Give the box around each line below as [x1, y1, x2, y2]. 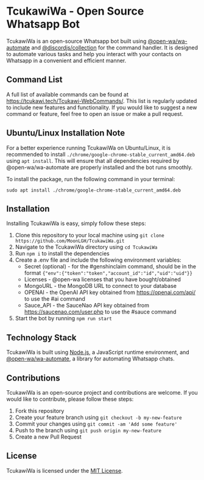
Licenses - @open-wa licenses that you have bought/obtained [24, 276, 181, 283]
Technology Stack [6, 332, 77, 343]
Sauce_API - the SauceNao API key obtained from [24, 302, 149, 309]
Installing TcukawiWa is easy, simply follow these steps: [6, 220, 146, 227]
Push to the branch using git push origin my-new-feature [15, 427, 162, 434]
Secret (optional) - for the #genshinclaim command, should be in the [24, 263, 197, 270]
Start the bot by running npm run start [15, 315, 113, 322]
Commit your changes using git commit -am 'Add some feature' [15, 420, 178, 428]
